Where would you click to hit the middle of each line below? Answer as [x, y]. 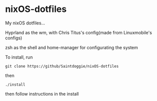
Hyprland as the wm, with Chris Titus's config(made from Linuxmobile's [79, 32]
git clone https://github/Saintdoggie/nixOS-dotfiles [62, 66]
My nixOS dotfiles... [25, 23]
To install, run [19, 57]
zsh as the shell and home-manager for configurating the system [72, 47]
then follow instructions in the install [42, 94]
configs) [14, 38]
